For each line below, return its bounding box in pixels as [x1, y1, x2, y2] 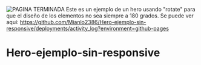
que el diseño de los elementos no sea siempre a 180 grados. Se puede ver [6, 12, 194, 19]
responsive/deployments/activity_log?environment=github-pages [6, 25, 170, 32]
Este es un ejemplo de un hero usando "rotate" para [65, 6, 196, 13]
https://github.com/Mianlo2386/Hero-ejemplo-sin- [20, 19, 147, 25]
